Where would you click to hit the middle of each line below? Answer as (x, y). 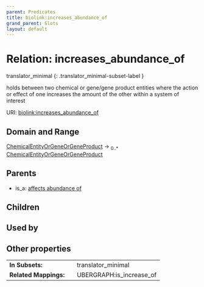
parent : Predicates (31, 12)
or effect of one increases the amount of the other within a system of (93, 94)
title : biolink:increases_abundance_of (57, 18)
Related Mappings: (37, 275)
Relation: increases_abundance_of (96, 59)
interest (16, 101)
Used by (22, 228)
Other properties (39, 248)
